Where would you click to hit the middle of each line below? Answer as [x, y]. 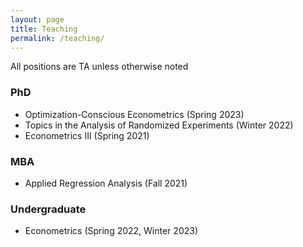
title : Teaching [44, 29]
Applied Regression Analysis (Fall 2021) [106, 183]
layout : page [37, 19]
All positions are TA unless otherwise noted [99, 67]
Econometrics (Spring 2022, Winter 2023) [111, 231]
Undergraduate [48, 209]
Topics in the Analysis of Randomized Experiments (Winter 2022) [159, 125]
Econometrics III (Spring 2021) [87, 135]
